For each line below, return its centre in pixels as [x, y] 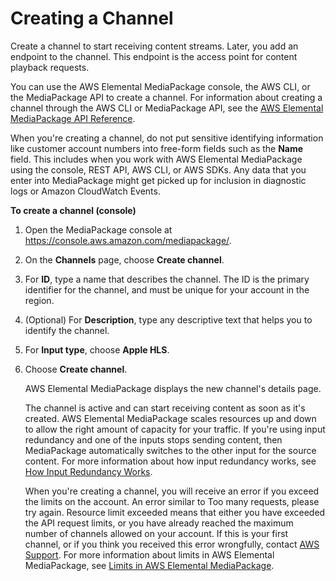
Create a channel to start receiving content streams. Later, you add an [154, 46]
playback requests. [50, 67]
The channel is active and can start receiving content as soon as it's [165, 408]
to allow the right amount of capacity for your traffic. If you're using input [175, 429]
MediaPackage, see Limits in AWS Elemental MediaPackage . [149, 565]
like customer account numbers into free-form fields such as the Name [157, 148]
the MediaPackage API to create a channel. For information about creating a [166, 97]
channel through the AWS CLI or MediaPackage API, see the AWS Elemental [167, 108]
